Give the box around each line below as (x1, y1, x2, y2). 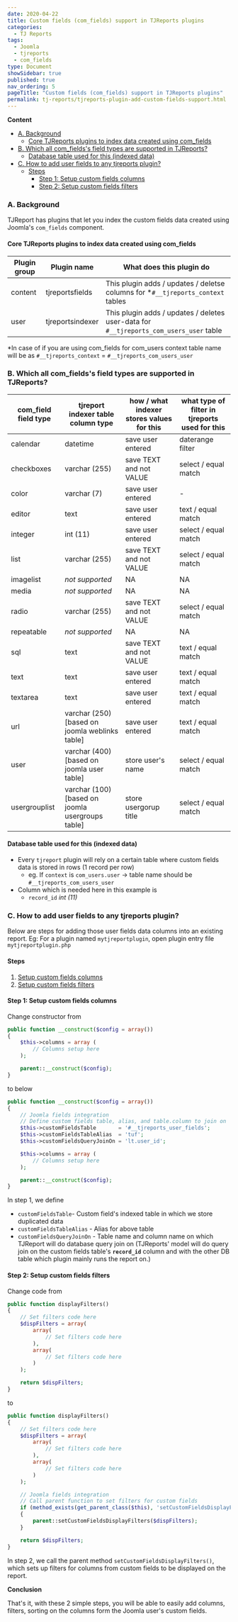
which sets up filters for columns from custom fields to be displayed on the (7, 1564, 226, 1572)
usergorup (125, 802, 160, 812)
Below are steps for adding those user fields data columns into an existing (7, 927, 223, 936)
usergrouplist (11, 802, 55, 812)
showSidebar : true (7, 69, 62, 77)
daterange (179, 434, 214, 444)
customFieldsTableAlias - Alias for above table (17, 1224, 154, 1234)
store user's (125, 755, 165, 765)
